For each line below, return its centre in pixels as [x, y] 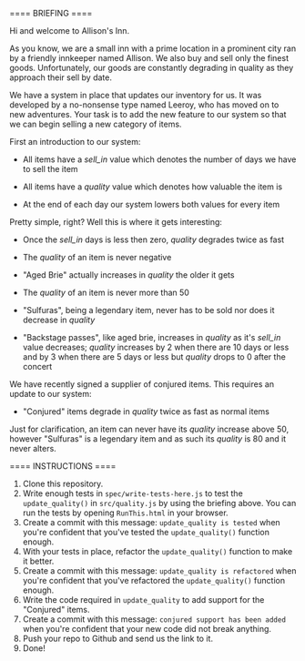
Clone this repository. [63, 483]
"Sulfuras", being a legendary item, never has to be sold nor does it [148, 310]
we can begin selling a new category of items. [96, 124]
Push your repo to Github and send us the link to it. [118, 638]
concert [37, 366]
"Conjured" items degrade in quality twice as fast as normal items [146, 412]
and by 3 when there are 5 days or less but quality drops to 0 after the [154, 357]
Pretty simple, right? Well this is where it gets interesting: [116, 222]
